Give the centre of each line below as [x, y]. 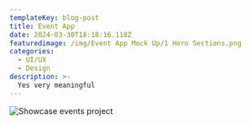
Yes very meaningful [56, 85]
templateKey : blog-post [55, 18]
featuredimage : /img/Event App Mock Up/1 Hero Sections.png [126, 43]
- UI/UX [32, 60]
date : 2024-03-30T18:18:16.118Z [70, 34]
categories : [32, 52]
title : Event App [42, 26]
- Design [34, 69]
